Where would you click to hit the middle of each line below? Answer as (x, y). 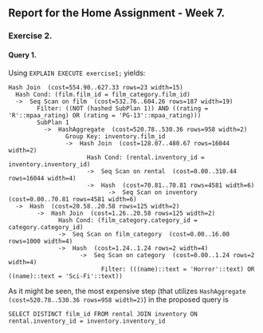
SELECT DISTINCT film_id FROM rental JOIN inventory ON (103, 314)
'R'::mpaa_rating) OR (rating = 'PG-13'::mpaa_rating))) (105, 115)
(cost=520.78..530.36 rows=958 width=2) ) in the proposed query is (118, 299)
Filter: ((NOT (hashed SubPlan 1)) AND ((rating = (123, 108)
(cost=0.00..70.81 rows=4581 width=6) (73, 199)
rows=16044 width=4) (43, 178)
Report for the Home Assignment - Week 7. (117, 13)
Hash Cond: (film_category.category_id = (128, 220)
